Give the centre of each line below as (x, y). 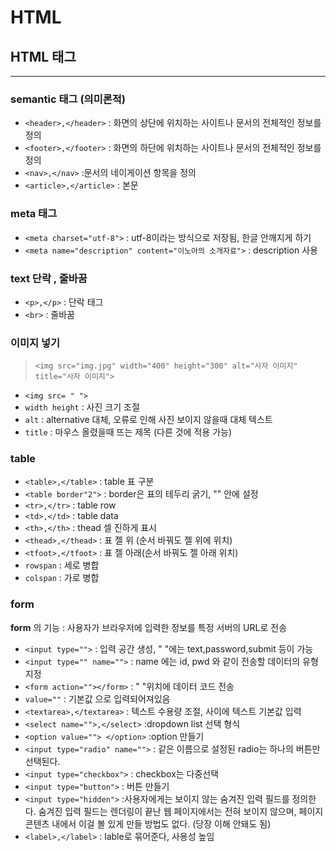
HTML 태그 (43, 56)
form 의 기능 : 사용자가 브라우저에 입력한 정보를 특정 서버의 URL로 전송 (149, 627)
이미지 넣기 (35, 343)
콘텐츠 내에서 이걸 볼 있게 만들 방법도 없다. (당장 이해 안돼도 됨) (148, 823)
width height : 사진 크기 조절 (82, 407)
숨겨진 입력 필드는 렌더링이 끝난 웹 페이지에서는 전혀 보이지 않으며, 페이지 (181, 811)
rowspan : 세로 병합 (62, 565)
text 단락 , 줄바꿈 (49, 278)
